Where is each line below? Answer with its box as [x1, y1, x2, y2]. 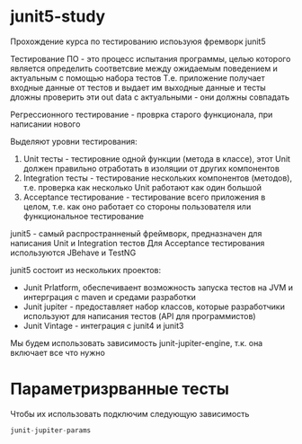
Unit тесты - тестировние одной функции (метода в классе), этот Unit [22, 153, 291, 164]
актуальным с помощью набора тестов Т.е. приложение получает [10, 72, 266, 83]
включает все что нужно [10, 347, 106, 358]
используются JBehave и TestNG [10, 247, 137, 258]
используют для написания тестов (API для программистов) [22, 310, 256, 321]
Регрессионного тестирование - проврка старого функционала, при [10, 109, 273, 120]
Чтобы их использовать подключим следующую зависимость [10, 408, 250, 419]
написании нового [10, 119, 81, 129]
